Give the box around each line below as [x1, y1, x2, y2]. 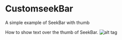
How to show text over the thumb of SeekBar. [5, 29, 99, 35]
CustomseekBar [5, 3, 73, 14]
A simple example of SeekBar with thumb [5, 19, 90, 25]
